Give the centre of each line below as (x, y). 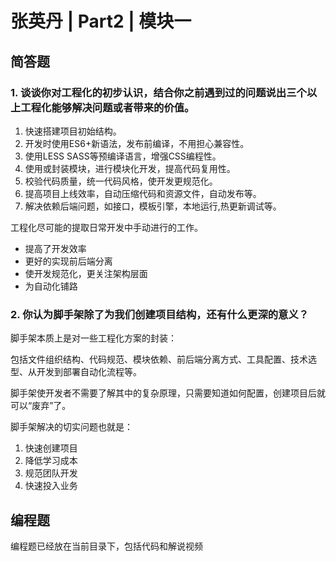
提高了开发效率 (55, 248)
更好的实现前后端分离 (68, 261)
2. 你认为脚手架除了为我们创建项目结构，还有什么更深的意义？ (160, 314)
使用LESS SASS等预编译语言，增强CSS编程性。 (123, 156)
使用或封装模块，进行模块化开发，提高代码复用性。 (130, 168)
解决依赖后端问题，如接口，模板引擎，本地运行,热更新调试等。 (153, 206)
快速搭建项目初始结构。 (73, 131)
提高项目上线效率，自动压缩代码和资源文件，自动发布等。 (143, 193)
